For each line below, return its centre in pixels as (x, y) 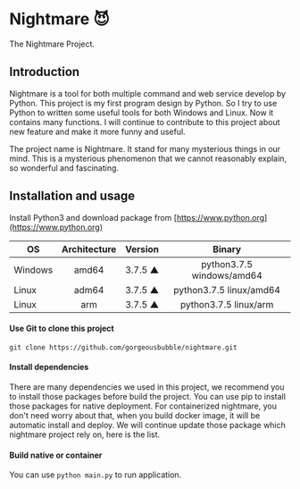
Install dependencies (49, 367)
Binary (227, 249)
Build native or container (56, 455)
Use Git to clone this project (62, 329)
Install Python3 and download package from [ (93, 217)
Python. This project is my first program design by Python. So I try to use (143, 103)
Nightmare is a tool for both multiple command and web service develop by (148, 93)
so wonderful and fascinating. (64, 168)
